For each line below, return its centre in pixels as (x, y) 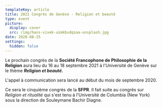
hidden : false (24, 46)
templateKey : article (27, 10)
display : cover (25, 28)
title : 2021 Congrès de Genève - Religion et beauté (60, 14)
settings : (15, 42)
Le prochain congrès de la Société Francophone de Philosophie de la (76, 60)
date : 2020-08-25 (23, 37)
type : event (17, 19)
